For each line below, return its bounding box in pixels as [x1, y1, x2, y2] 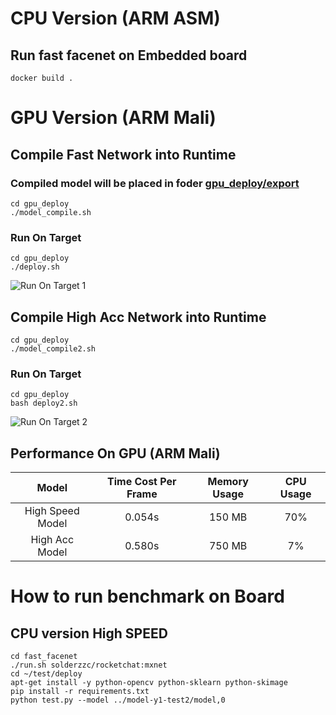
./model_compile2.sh [10, 343, 97, 354]
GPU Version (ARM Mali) [10, 107, 217, 129]
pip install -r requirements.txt [10, 687, 150, 697]
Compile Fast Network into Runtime [10, 146, 237, 163]
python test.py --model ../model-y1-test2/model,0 [10, 695, 226, 706]
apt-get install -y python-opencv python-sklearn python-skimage [10, 678, 288, 688]
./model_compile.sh [10, 207, 92, 217]
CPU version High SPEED [10, 625, 168, 642]
